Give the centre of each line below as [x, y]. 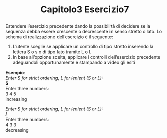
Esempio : [15, 73]
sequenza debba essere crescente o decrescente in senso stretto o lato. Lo [84, 32]
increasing [16, 99]
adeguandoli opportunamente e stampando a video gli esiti [74, 63]
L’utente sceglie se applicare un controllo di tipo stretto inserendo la [83, 47]
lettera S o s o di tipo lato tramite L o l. [52, 52]
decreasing [17, 130]
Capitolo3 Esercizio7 [85, 9]
